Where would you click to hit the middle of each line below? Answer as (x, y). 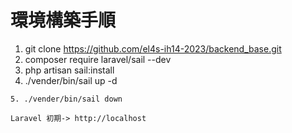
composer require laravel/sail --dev (98, 59)
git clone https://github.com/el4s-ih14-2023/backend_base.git (153, 48)
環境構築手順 (63, 20)
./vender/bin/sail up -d (71, 80)
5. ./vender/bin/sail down (66, 99)
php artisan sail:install (69, 70)
